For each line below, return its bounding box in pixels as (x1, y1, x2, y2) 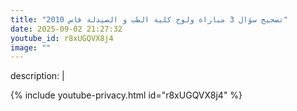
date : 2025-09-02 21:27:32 (10, 24, 123, 34)
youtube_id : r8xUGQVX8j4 (10, 33, 114, 43)
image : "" (10, 42, 52, 53)
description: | (10, 70, 65, 82)
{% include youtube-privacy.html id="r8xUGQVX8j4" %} (10, 89, 243, 101)
